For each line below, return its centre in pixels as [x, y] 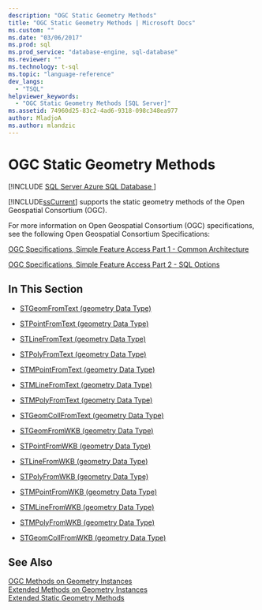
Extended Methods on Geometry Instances [78, 589]
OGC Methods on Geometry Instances [70, 582]
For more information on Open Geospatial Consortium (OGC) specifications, [131, 225]
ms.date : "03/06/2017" [45, 37]
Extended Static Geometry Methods [66, 598]
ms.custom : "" [32, 30]
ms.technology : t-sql [44, 67]
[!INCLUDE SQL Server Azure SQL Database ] [82, 186]
